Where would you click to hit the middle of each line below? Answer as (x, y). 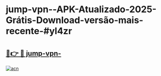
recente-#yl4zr (39, 31)
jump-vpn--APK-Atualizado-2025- (81, 9)
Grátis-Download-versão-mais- (75, 20)
